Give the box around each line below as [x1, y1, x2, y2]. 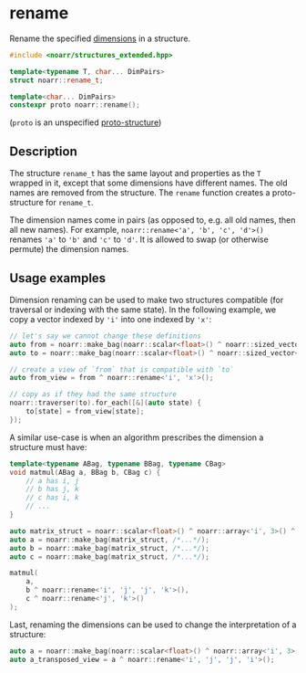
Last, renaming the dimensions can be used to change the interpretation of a [9, 619, 297, 630]
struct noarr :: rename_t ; [9, 76, 104, 85]
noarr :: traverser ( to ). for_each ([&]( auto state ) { [9, 398, 202, 408]
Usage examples [9, 270, 107, 286]
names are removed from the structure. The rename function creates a [9, 187, 270, 198]
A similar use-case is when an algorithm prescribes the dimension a [9, 432, 264, 443]
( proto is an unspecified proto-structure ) [9, 117, 162, 128]
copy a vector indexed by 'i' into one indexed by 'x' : [9, 313, 212, 324]
